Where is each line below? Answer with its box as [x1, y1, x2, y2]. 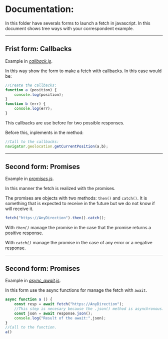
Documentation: [5, 4, 74, 15]
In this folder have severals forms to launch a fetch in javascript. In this [5, 20, 151, 26]
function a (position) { [5, 87, 57, 92]
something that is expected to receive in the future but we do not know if [5, 201, 155, 207]
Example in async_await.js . [5, 277, 61, 284]
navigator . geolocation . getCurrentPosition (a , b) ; [5, 144, 108, 149]
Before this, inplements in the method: [5, 129, 84, 135]
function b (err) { [5, 101, 46, 106]
